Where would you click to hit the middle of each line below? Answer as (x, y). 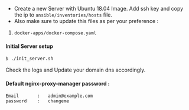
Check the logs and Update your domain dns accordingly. (76, 70)
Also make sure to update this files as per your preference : (86, 21)
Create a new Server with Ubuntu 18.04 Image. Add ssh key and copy (99, 9)
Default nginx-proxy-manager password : (58, 83)
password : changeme (37, 101)
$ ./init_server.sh (30, 59)
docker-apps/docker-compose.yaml (55, 33)
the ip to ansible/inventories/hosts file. (63, 15)
